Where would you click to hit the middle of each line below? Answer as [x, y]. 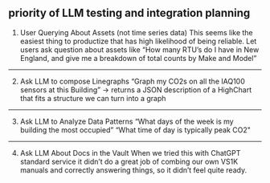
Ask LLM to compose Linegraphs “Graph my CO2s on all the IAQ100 [132, 81]
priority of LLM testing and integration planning [129, 13]
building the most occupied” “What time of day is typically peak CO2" [135, 130]
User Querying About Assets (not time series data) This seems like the [136, 32]
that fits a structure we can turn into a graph [93, 98]
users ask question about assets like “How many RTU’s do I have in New [139, 49]
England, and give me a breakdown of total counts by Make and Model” [138, 58]
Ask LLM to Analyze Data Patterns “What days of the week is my [127, 121]
